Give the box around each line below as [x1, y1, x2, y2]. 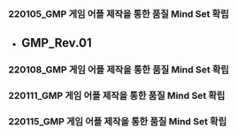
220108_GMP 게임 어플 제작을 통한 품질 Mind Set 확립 [8, 64, 229, 76]
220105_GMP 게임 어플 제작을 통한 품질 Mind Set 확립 [8, 7, 229, 19]
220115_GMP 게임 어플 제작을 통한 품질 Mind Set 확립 [8, 116, 227, 128]
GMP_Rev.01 [20, 35, 92, 50]
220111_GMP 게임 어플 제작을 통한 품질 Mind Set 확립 [8, 90, 226, 102]
